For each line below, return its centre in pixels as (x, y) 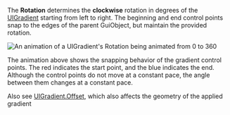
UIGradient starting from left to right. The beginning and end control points (115, 18)
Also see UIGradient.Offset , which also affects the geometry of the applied (115, 96)
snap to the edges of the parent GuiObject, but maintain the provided (107, 25)
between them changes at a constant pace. (70, 83)
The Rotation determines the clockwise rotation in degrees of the (103, 10)
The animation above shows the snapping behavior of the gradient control (114, 60)
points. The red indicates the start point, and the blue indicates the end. (111, 67)
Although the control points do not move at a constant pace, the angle (109, 75)
